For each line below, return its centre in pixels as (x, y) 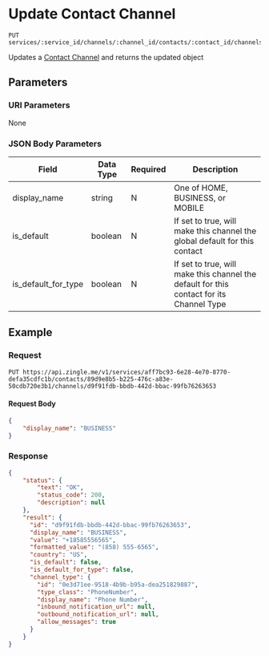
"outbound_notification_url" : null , (98, 614)
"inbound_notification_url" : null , (96, 607)
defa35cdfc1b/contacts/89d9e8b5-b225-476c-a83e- (91, 379)
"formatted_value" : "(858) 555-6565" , (94, 547)
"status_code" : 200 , (71, 495)
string (102, 197)
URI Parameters (39, 105)
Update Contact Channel (92, 14)
